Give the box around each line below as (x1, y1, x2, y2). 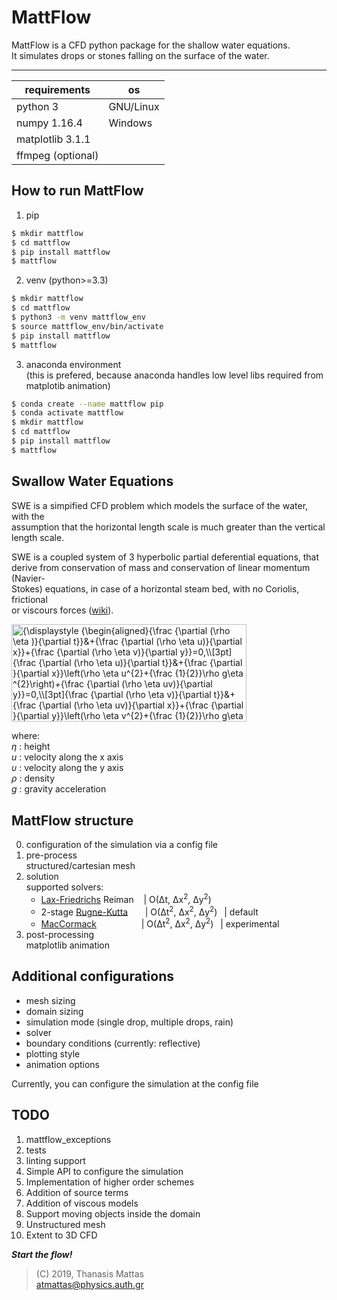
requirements (24, 82, 91, 96)
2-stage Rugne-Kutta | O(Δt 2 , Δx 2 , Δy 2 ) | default (40, 904, 259, 918)
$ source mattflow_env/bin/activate (11, 321, 164, 331)
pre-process (25, 849, 78, 861)
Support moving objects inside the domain (25, 1207, 201, 1220)
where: (11, 730, 41, 742)
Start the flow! (11, 1248, 73, 1260)
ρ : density (11, 772, 55, 785)
